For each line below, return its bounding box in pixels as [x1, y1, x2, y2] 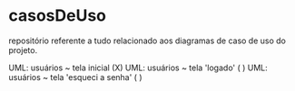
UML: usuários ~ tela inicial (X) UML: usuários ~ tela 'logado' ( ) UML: [8, 62, 269, 73]
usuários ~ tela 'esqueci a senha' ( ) [8, 71, 143, 82]
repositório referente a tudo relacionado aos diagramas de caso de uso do [8, 35, 287, 46]
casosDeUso [8, 5, 106, 26]
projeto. [8, 44, 38, 55]
